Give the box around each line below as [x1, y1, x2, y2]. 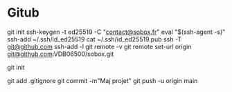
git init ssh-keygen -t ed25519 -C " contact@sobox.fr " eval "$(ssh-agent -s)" [7, 28, 226, 36]
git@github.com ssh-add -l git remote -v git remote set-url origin [7, 42, 192, 50]
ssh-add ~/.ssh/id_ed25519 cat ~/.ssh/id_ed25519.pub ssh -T [7, 35, 182, 43]
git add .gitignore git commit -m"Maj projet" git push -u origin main [7, 76, 198, 84]
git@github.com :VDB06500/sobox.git [7, 50, 114, 58]
